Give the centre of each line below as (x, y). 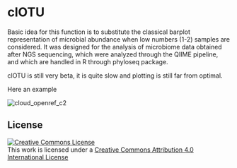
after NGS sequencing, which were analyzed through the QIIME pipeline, (113, 54)
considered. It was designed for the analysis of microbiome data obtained (115, 47)
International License (38, 157)
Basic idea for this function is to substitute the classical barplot (99, 32)
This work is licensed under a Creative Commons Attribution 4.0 (101, 150)
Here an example (32, 89)
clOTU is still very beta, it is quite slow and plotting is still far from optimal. (115, 76)
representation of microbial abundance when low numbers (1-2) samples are (118, 39)
